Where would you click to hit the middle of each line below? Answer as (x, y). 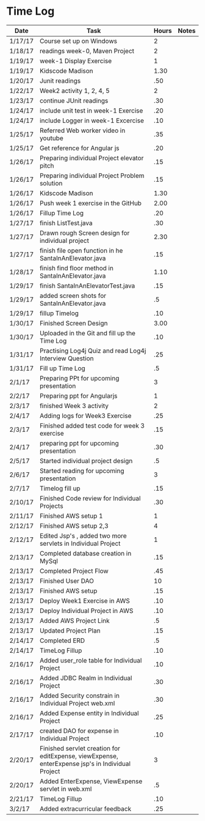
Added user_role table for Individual (91, 660)
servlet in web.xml (66, 789)
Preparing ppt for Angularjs (78, 396)
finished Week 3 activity (74, 406)
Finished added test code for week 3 (92, 425)
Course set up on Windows (78, 41)
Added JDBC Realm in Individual (86, 678)
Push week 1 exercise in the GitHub (91, 203)
